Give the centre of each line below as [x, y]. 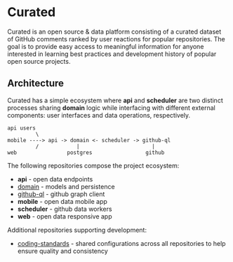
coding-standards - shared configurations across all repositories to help [121, 243]
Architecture [36, 84]
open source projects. [39, 61]
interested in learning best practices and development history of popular [112, 54]
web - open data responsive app [65, 216]
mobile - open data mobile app [62, 201]
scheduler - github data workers [65, 209]
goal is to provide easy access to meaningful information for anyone [106, 46]
